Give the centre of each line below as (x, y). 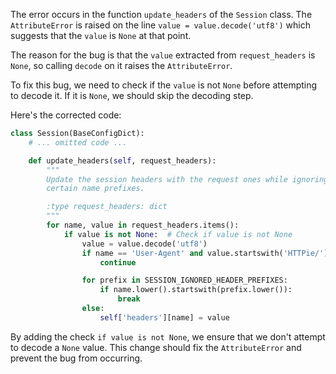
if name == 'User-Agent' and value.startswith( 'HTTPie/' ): (207, 253)
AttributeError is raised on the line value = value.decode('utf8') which (160, 25)
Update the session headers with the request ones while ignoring (187, 179)
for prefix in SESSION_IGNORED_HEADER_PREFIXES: (184, 280)
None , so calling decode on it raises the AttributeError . (121, 65)
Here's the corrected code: (66, 115)
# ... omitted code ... (78, 142)
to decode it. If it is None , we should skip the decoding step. (132, 95)
